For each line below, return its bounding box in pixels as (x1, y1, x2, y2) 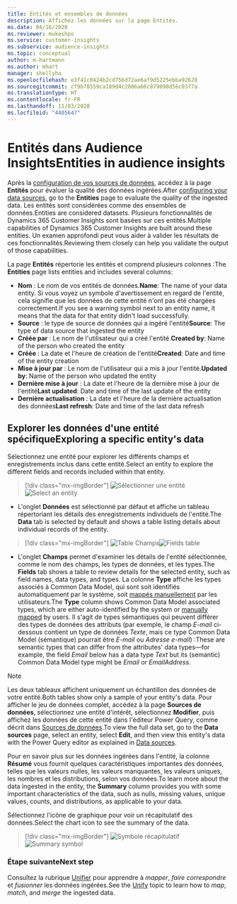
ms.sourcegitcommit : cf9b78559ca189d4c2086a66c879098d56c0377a (7, 83, 198, 90)
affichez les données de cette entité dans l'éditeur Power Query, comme (7, 715, 219, 724)
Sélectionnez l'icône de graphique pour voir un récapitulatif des (7, 810, 193, 819)
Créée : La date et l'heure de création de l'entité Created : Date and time (17, 349, 226, 357)
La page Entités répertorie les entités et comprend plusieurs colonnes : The (7, 260, 226, 268)
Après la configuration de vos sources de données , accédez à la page (7, 178, 212, 186)
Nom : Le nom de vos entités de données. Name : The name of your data (17, 281, 228, 289)
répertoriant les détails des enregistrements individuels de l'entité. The (17, 510, 221, 518)
